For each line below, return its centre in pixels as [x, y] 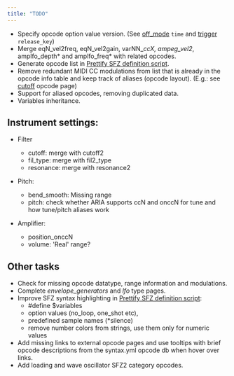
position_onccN [50, 237]
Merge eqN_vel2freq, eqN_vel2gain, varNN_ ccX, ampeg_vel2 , [106, 48]
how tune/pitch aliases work [69, 210]
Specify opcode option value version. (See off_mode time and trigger [117, 34]
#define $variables [55, 306]
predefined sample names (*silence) [80, 321]
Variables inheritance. [49, 100]
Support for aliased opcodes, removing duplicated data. [98, 93]
